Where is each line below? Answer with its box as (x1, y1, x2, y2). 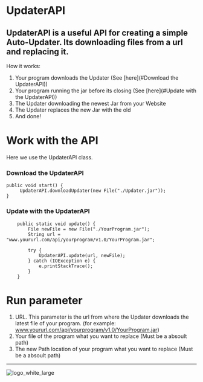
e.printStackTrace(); (38, 263, 94, 269)
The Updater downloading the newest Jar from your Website (14, 100, 166, 107)
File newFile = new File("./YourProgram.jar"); (28, 226, 150, 232)
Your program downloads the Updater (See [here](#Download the (14, 74, 179, 81)
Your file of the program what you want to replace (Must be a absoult (14, 333, 187, 340)
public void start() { (6, 182, 63, 189)
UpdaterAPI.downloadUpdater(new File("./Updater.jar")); (19, 188, 166, 194)
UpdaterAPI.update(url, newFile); (38, 252, 126, 258)
